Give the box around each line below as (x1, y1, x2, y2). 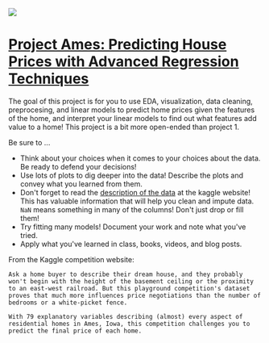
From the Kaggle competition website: (8, 254, 134, 264)
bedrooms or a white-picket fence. (8, 299, 128, 307)
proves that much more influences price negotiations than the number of (8, 291, 262, 299)
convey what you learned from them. (19, 178, 143, 189)
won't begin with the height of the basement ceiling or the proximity (8, 277, 254, 286)
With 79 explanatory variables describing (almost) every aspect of (8, 312, 243, 320)
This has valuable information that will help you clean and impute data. (19, 196, 255, 206)
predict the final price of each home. (8, 327, 143, 335)
